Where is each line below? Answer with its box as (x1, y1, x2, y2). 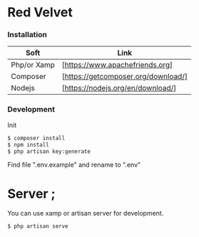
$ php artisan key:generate (7, 147, 91, 155)
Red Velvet (7, 4, 73, 21)
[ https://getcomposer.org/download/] (61, 72, 188, 82)
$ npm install (7, 141, 50, 148)
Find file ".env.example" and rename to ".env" (7, 161, 141, 169)
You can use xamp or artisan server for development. (7, 209, 164, 218)
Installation (7, 30, 48, 40)
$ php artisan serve (7, 223, 69, 230)
